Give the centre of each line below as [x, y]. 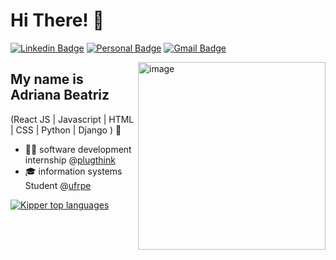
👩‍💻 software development [78, 149]
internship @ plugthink [70, 160]
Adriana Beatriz [60, 95]
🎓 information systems [73, 171]
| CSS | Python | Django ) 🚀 [66, 130]
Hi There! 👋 [57, 20]
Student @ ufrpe [58, 185]
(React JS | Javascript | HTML [72, 119]
